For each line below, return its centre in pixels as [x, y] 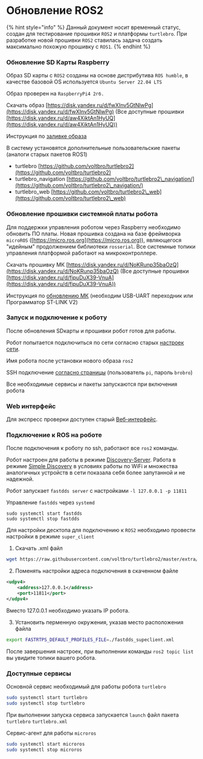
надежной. [20, 479]
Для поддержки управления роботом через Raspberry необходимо [94, 227]
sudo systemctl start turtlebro [47, 697]
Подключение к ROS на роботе [54, 435]
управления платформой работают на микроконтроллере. [82, 253]
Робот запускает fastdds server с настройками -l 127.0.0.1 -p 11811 [97, 491]
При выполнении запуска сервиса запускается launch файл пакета [93, 715]
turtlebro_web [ [34, 192]
